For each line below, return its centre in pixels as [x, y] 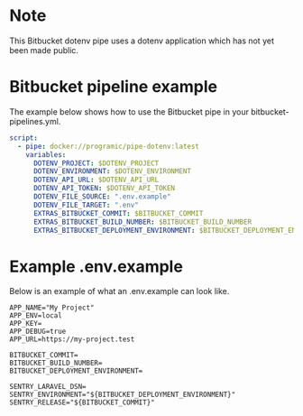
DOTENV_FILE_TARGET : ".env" [86, 205]
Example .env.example [96, 266]
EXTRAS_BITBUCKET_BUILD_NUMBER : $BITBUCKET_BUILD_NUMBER [142, 222]
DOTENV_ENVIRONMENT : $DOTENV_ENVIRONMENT [112, 171]
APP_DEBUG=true [38, 332]
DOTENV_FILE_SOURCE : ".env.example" [102, 197]
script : [24, 138]
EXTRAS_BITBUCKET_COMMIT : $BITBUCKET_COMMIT [118, 213]
